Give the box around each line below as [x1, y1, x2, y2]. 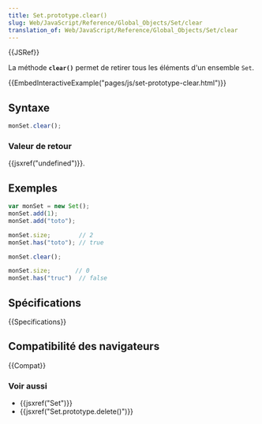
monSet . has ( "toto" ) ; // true [8, 238, 104, 247]
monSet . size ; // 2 [8, 231, 93, 239]
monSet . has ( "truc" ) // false [8, 274, 108, 282]
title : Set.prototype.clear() [8, 11, 108, 20]
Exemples [8, 181, 58, 195]
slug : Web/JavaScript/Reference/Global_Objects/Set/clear [8, 19, 203, 27]
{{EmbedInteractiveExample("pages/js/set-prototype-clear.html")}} [8, 78, 227, 87]
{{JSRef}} [8, 48, 39, 58]
